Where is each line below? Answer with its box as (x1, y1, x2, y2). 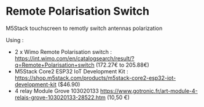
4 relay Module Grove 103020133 (14, 87, 99, 94)
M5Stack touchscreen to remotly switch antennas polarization (6, 24, 163, 32)
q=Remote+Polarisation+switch (14, 61, 95, 68)
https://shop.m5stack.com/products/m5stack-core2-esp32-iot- (14, 74, 176, 81)
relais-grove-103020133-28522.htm (14, 94, 106, 101)
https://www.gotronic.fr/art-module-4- (100, 87, 198, 94)
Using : (6, 36, 24, 43)
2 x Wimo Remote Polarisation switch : (14, 48, 112, 56)
